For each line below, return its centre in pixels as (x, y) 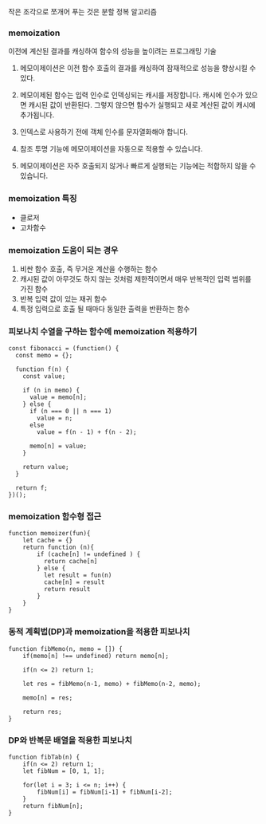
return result (67, 589)
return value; (46, 467)
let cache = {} (48, 541)
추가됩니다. (37, 115)
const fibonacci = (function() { (64, 349)
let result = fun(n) (78, 576)
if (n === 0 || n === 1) (70, 412)
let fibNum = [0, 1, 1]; (64, 771)
